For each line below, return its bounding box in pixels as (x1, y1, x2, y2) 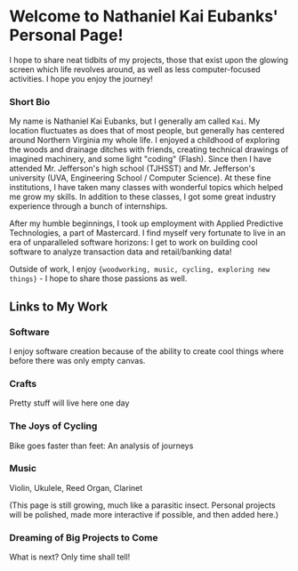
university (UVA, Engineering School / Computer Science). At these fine (9, 173, 271, 183)
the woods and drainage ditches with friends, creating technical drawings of (9, 144, 289, 155)
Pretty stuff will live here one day (9, 398, 130, 408)
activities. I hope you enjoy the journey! (9, 73, 154, 84)
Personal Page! (9, 25, 124, 45)
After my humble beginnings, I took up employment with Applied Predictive (9, 218, 284, 229)
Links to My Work (9, 299, 109, 314)
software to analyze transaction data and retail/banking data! (9, 246, 232, 257)
